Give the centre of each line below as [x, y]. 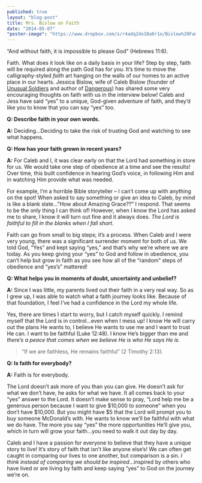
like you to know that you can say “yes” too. [61, 108]
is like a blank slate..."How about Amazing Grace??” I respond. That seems [99, 204]
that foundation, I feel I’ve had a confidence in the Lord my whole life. [92, 303]
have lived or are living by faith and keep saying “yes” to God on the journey [100, 469]
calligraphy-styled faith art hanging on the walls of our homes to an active [98, 76]
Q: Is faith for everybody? [39, 363]
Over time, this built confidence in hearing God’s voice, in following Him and [100, 173]
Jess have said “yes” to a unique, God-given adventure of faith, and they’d [99, 101]
